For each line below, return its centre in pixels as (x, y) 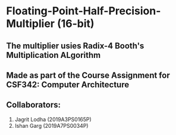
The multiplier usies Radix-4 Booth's (75, 46)
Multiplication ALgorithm (54, 55)
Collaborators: (34, 105)
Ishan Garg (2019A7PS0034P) (51, 125)
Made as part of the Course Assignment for (88, 75)
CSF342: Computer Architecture (68, 85)
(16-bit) (76, 24)
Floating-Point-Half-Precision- (84, 11)
